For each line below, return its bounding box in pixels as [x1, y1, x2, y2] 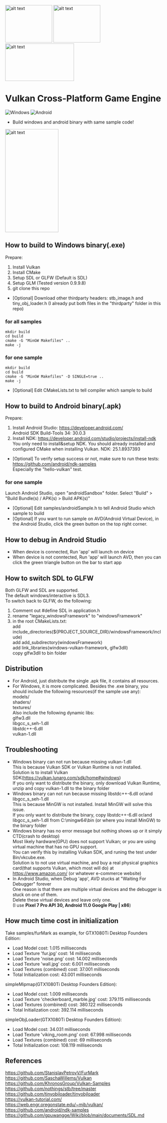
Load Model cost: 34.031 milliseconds [12, 1026, 91, 1032]
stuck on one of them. [12, 891, 58, 897]
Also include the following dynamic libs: [12, 709, 94, 715]
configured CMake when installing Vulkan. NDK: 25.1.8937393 [12, 446, 140, 452]
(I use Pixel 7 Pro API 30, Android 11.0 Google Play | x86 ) [12, 902, 131, 908]
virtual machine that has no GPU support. [12, 843, 98, 849]
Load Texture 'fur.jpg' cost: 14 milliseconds [12, 950, 101, 956]
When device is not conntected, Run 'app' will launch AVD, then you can [12, 554, 161, 560]
